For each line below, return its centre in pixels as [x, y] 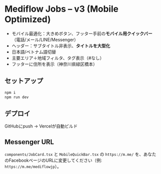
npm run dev [17, 97]
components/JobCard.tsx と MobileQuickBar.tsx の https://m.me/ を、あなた [80, 154]
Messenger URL [29, 142]
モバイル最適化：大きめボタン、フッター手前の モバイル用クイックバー [82, 33]
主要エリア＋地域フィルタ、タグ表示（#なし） [58, 58]
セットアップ [24, 81]
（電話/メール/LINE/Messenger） [45, 40]
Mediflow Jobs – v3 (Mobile [61, 9]
